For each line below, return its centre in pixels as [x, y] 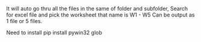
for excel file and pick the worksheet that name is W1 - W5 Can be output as [100, 15]
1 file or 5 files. [24, 21]
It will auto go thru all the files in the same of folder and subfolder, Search [97, 9]
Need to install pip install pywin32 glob [54, 33]
